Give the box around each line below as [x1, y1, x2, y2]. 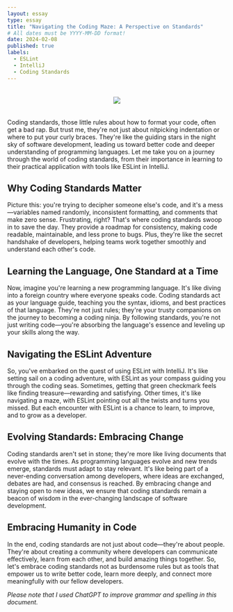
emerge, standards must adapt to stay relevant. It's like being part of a [7, 464, 209, 473]
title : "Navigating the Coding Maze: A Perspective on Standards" [7, 23, 204, 30]
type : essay [7, 17, 42, 24]
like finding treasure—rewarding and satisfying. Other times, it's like [7, 389, 202, 397]
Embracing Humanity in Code [7, 522, 137, 533]
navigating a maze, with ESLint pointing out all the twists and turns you [7, 396, 210, 404]
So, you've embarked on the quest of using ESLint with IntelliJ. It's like [7, 367, 209, 375]
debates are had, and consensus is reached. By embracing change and [7, 479, 212, 488]
